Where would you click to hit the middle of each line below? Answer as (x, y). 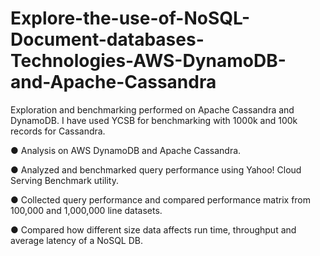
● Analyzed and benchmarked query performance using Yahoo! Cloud (156, 169)
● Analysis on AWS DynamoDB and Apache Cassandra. (126, 150)
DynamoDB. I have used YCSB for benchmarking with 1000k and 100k (154, 120)
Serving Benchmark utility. (64, 180)
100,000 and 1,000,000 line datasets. (86, 210)
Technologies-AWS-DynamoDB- (148, 61)
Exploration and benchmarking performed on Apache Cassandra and (152, 109)
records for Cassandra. (58, 131)
